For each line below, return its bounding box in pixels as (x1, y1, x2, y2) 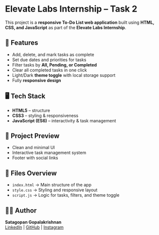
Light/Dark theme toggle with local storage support (12, 72, 116, 78)
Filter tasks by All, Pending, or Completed (12, 62, 97, 67)
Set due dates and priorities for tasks (12, 57, 87, 63)
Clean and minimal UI (12, 145, 55, 151)
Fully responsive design (12, 77, 61, 83)
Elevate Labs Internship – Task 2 (5, 3, 138, 15)
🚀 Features (5, 39, 38, 47)
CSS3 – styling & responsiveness (12, 113, 79, 118)
